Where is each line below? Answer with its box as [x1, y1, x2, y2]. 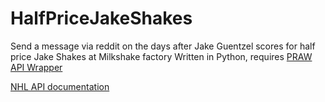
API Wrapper [10, 61, 63, 73]
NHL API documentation [10, 80, 110, 92]
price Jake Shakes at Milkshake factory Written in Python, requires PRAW [10, 50, 313, 62]
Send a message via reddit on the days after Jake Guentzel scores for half [10, 40, 316, 52]
